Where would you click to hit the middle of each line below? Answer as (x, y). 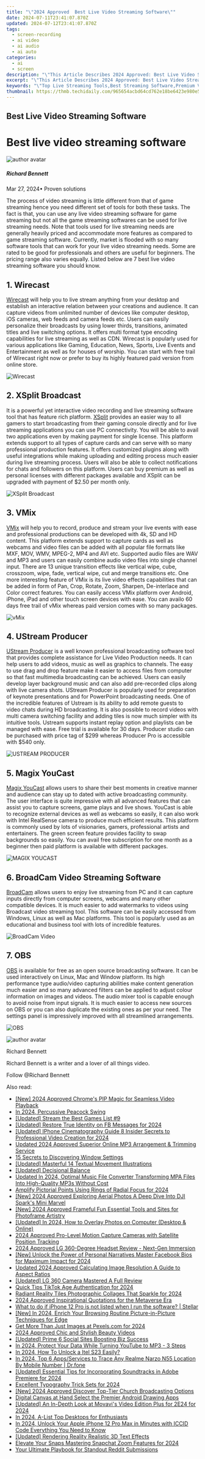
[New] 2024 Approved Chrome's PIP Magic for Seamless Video (95, 1098)
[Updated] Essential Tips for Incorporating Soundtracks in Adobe (97, 1371)
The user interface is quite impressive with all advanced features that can (99, 801)
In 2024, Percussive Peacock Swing (60, 1112)
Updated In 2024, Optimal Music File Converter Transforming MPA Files (105, 1177)
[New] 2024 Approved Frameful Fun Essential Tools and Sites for (97, 1209)
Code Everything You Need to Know (60, 1430)
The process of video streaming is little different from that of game (90, 201)
